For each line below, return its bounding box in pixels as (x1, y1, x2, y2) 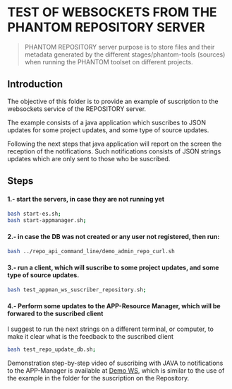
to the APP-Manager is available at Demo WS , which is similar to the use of (7, 366, 225, 375)
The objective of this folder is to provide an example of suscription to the (7, 97, 219, 105)
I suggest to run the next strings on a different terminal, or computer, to (7, 325, 214, 333)
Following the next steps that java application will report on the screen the (7, 139, 222, 148)
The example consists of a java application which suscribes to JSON (7, 118, 207, 127)
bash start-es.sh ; (7, 210, 61, 218)
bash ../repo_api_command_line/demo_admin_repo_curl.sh (7, 248, 175, 255)
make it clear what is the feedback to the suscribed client (7, 332, 174, 341)
